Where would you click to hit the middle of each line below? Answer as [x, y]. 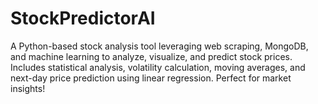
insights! [28, 88]
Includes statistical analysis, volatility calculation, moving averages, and [158, 67]
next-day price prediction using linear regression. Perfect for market [151, 78]
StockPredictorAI [83, 18]
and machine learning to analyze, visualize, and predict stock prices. [151, 56]
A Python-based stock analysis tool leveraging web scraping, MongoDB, [159, 46]
